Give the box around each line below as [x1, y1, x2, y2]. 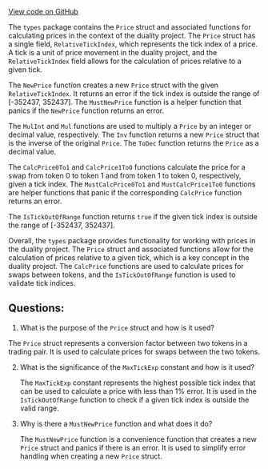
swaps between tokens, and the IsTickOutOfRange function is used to [8, 270, 236, 279]
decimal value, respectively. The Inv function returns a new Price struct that [8, 130, 260, 139]
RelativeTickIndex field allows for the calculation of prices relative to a [8, 56, 242, 66]
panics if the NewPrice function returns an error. [8, 106, 165, 115]
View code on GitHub [8, 7, 78, 16]
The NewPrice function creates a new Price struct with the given [8, 80, 218, 90]
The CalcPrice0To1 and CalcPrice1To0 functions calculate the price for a [8, 162, 246, 171]
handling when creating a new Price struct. [19, 451, 162, 461]
